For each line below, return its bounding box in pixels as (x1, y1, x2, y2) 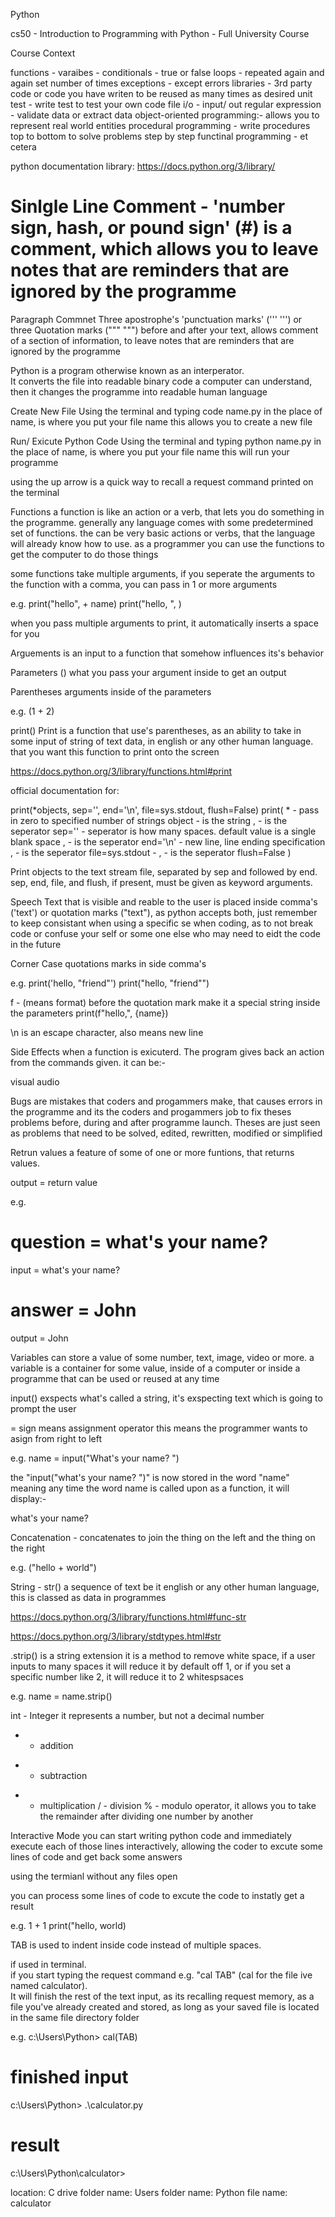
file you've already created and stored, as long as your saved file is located (10, 2000, 320, 2013)
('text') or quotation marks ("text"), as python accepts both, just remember (10, 906, 318, 918)
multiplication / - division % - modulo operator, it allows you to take (39, 1799, 317, 1811)
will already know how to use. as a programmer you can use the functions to (10, 537, 325, 549)
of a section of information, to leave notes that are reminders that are (10, 334, 295, 346)
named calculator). (10, 1979, 88, 1991)
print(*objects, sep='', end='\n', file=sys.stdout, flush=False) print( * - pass (10, 804, 320, 816)
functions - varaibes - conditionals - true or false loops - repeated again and (10, 67, 325, 78)
